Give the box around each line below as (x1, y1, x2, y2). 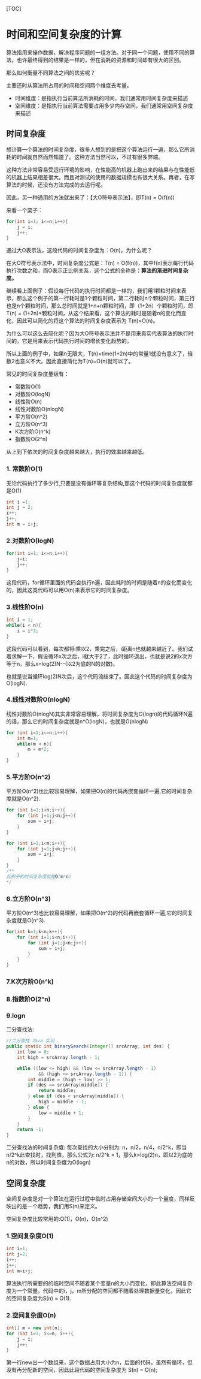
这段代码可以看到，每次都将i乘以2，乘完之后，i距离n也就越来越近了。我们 (6, 645, 188, 652)
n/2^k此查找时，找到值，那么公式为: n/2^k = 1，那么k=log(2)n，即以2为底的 (6, 1151, 193, 1158)
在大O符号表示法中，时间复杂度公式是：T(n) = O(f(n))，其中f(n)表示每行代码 (6, 259, 194, 267)
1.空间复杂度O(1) (6, 1232, 54, 1240)
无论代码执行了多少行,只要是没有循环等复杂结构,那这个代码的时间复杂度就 (6, 479, 188, 487)
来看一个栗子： (6, 206, 43, 213)
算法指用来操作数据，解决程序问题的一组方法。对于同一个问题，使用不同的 (6, 49, 190, 56)
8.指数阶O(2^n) (6, 995, 51, 1003)
